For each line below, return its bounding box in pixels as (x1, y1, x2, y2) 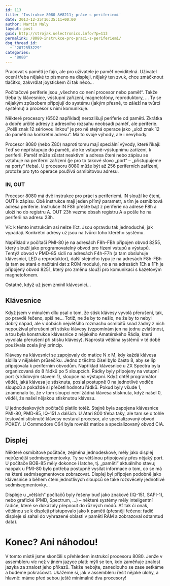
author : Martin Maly (5, 21, 49, 27)
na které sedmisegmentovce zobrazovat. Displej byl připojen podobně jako (5, 471, 161, 477)
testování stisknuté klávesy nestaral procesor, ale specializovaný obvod (5, 416, 155, 422)
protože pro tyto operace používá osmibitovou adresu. (5, 168, 119, 174)
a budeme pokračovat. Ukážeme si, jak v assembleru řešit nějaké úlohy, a (5, 570, 159, 576)
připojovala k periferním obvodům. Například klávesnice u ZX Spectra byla (5, 363, 161, 369)
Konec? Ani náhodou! (5, 537, 98, 548)
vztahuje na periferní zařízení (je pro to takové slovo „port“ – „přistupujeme (5, 158, 161, 164)
